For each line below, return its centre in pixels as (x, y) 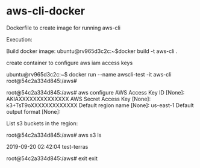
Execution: (19, 39)
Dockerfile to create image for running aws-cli (63, 28)
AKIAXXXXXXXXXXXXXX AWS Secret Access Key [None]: (79, 99)
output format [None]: (33, 111)
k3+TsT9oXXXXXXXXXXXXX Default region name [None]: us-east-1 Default (100, 105)
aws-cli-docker (46, 11)
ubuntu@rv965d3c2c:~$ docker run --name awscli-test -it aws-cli (89, 74)
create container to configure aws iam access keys (70, 63)
